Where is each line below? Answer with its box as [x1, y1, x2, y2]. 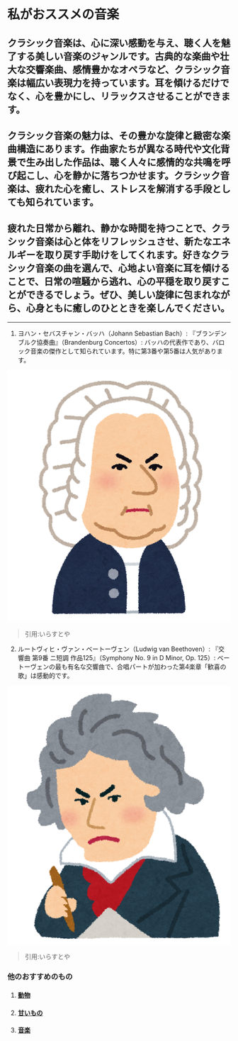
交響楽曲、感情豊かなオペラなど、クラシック [25, 63, 221, 75]
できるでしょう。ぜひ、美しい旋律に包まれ [25, 289, 212, 301]
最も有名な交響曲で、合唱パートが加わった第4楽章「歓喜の [55, 662, 227, 671]
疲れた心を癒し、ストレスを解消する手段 [35, 182, 212, 195]
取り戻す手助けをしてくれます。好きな [44, 249, 211, 261]
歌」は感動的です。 [17, 671, 74, 679]
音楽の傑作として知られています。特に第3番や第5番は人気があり [30, 347, 217, 355]
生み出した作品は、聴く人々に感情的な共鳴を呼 [25, 156, 231, 168]
